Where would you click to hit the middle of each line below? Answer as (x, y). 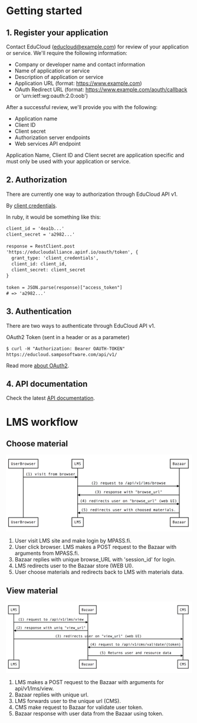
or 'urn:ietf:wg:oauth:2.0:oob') (51, 96)
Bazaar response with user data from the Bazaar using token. (89, 713)
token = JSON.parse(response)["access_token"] (64, 287)
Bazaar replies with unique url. (52, 695)
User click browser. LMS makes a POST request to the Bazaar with (96, 547)
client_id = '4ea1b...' (35, 228)
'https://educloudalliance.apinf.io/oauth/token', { (72, 252)
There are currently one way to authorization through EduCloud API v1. (92, 194)
